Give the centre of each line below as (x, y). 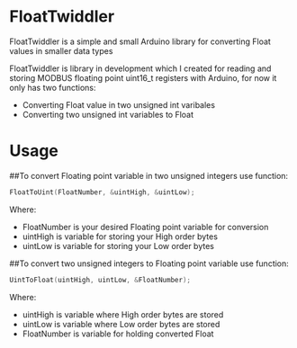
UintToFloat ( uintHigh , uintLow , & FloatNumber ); (100, 280)
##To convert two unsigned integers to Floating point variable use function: (149, 263)
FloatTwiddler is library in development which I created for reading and (140, 68)
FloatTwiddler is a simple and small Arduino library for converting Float (140, 41)
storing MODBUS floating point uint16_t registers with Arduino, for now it (143, 77)
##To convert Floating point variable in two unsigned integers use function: (149, 175)
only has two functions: (53, 87)
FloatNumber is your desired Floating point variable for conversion (145, 227)
